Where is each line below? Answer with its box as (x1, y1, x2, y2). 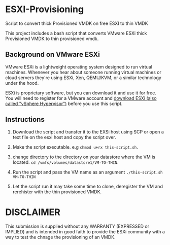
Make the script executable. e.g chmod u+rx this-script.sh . (12, 144, 138, 150)
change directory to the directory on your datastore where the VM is (12, 154, 156, 160)
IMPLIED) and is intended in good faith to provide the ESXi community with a (5, 228, 165, 234)
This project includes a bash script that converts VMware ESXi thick (5, 30, 147, 36)
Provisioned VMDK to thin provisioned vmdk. (5, 36, 99, 42)
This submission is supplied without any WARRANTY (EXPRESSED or (5, 223, 150, 229)
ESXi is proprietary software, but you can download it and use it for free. (5, 90, 156, 96)
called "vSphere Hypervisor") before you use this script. (5, 100, 123, 107)
